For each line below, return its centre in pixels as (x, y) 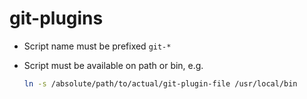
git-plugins (56, 18)
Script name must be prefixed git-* (97, 46)
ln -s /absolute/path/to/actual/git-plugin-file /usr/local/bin (160, 83)
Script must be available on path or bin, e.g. (113, 65)
